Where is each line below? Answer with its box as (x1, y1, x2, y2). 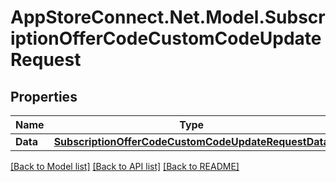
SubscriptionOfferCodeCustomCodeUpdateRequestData (53, 135, 330, 148)
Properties (10, 88, 78, 105)
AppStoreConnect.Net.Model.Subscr (10, 6, 326, 29)
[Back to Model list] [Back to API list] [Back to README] (10, 161, 240, 172)
